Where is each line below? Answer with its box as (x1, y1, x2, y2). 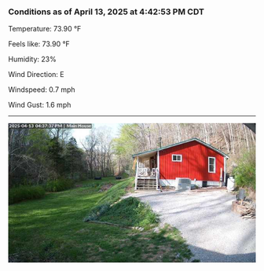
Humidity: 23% (8, 54, 57, 64)
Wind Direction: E (8, 70, 64, 79)
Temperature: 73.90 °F (8, 24, 82, 34)
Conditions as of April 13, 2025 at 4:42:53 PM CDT (8, 6, 204, 17)
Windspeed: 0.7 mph (8, 85, 76, 94)
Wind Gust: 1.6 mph (8, 101, 71, 110)
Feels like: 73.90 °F (8, 39, 71, 49)
